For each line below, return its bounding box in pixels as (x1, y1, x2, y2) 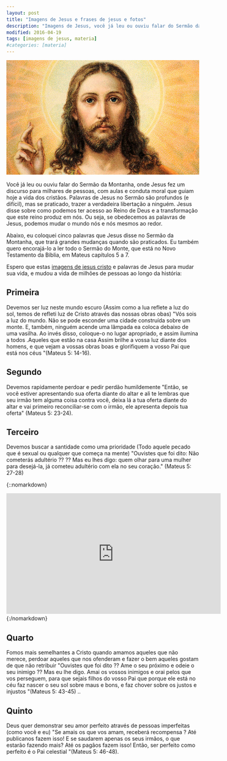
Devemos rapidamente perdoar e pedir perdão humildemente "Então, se (6, 383, 188, 390)
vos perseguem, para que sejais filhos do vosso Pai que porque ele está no (6, 675, 196, 683)
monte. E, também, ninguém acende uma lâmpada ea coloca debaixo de (6, 323, 188, 330)
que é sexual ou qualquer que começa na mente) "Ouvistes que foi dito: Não (6, 450, 199, 457)
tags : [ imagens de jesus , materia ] (6, 36, 97, 42)
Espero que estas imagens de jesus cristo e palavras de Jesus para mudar (6, 263, 195, 270)
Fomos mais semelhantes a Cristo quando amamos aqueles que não (6, 649, 179, 656)
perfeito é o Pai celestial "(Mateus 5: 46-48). (6, 748, 119, 755)
